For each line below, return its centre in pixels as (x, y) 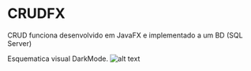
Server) (20, 43)
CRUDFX (36, 14)
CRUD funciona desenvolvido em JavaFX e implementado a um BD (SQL (125, 35)
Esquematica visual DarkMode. (58, 59)
